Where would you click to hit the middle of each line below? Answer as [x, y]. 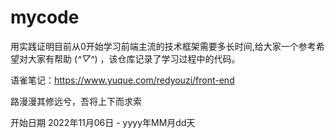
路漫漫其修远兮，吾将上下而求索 [76, 101]
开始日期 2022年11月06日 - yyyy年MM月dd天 [103, 122]
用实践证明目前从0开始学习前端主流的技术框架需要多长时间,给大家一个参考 [163, 46]
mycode [45, 17]
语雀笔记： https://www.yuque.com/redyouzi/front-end [122, 80]
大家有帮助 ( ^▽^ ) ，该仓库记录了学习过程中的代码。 [134, 58]
